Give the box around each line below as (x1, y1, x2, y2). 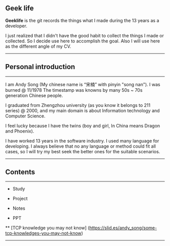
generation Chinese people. (5, 92, 63, 98)
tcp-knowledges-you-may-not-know (5, 230, 82, 236)
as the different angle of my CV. (5, 43, 71, 49)
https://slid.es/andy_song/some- (89, 225, 157, 231)
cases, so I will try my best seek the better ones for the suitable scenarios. (5, 148, 160, 154)
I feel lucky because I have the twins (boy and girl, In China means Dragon (5, 122, 160, 129)
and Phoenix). (5, 128, 34, 134)
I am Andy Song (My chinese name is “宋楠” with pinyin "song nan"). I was (5, 81, 160, 87)
